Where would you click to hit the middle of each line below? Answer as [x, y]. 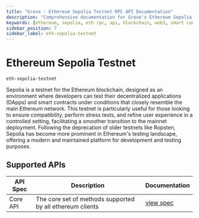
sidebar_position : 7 [32, 28]
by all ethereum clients [67, 206]
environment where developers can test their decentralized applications [94, 96]
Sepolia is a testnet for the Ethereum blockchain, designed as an [85, 90]
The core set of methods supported [85, 199]
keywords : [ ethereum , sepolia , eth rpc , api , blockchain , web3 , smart [95, 23]
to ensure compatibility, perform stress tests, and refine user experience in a [99, 115]
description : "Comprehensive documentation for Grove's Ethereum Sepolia [99, 17]
